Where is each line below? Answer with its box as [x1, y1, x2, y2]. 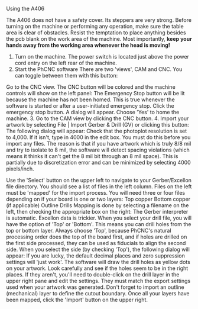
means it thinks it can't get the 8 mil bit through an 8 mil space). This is [6, 153, 178, 159]
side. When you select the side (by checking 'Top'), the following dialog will [6, 246, 190, 253]
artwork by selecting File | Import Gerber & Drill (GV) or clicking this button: [6, 121, 189, 128]
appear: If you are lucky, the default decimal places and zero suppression [6, 252, 185, 259]
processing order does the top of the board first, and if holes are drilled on [6, 233, 187, 240]
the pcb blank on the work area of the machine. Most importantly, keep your [6, 36, 192, 42]
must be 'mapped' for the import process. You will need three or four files [6, 189, 185, 196]
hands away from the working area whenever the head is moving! [6, 41, 170, 49]
